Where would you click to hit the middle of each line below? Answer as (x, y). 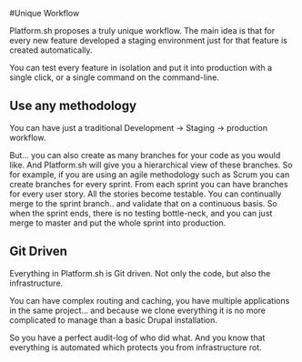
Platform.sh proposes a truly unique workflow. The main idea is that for (142, 30)
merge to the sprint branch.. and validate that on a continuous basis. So (143, 203)
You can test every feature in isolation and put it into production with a (141, 68)
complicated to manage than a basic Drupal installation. (114, 320)
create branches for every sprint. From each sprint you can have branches (149, 184)
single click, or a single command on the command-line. (115, 77)
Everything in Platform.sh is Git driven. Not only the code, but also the (140, 273)
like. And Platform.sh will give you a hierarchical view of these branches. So (151, 165)
